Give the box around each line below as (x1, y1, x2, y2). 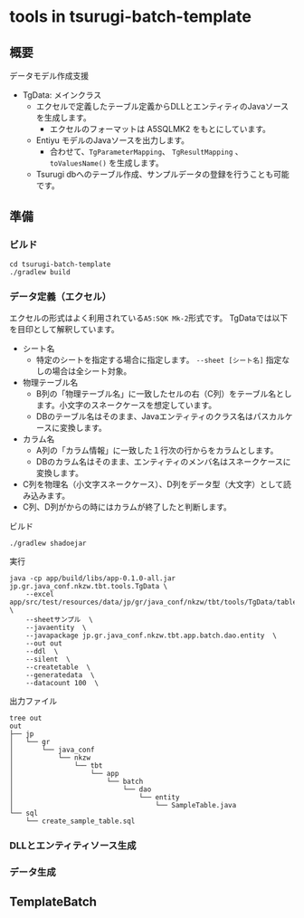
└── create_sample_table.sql (25, 817, 136, 826)
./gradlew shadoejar (9, 539, 88, 548)
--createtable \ (25, 663, 91, 672)
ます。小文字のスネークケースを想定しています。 (35, 399, 217, 410)
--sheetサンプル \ (25, 615, 93, 624)
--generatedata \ (25, 670, 95, 680)
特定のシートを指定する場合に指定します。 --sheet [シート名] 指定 (35, 354, 282, 365)
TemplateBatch (9, 894, 98, 910)
